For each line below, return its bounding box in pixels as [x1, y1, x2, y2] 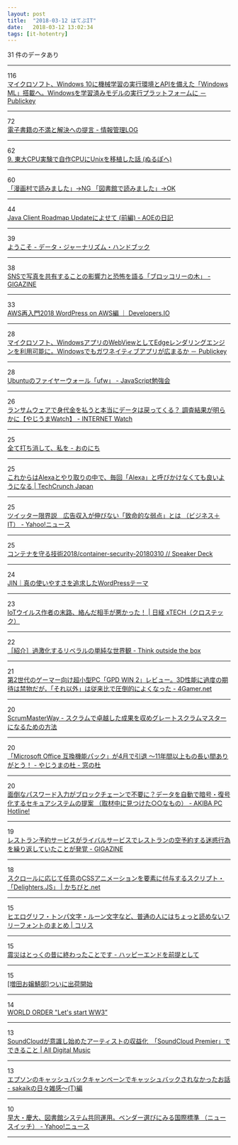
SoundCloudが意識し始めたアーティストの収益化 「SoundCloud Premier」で [7, 1037, 231, 1046]
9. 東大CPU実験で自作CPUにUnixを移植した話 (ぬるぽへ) [7, 155, 172, 163]
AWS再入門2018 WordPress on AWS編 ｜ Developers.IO [7, 309, 170, 318]
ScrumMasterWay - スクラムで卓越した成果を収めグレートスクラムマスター [7, 714, 227, 722]
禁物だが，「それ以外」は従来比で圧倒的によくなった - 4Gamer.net [19, 685, 212, 693]
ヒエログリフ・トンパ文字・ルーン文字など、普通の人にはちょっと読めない [7, 912, 225, 921]
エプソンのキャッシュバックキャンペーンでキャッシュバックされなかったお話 [7, 1075, 231, 1084]
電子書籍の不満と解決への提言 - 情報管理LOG [7, 126, 138, 134]
